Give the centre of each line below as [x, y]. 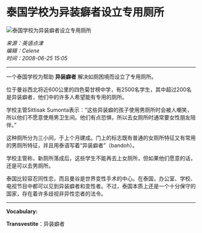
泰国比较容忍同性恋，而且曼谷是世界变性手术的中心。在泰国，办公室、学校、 [101, 178]
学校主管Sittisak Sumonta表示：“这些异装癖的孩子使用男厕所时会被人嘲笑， [99, 110]
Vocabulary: [22, 211]
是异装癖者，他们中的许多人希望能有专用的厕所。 [67, 97]
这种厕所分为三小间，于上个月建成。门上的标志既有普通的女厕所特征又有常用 [101, 138]
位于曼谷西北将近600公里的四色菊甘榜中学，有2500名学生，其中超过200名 [99, 89]
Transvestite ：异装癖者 [35, 223]
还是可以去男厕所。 [30, 165]
